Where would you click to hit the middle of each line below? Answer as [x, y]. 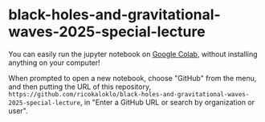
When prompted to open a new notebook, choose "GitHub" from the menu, [132, 78]
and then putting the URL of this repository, [79, 87]
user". [18, 111]
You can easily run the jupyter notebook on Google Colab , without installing [133, 54]
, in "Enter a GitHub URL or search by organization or [167, 102]
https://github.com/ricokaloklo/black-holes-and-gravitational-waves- [129, 94]
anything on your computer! [54, 63]
